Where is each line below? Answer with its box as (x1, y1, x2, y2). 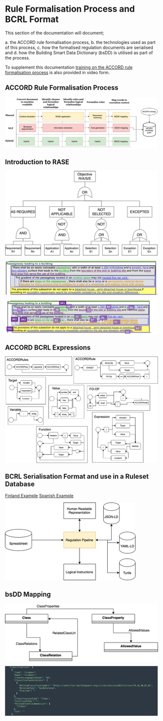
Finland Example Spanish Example (5, 493, 74, 499)
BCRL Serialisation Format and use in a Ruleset (5, 472, 149, 481)
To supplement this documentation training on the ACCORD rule (5, 64, 133, 70)
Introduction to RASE (5, 157, 69, 166)
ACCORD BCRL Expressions (5, 343, 91, 351)
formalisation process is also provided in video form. (5, 69, 110, 75)
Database (5, 480, 35, 488)
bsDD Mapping (5, 590, 51, 598)
